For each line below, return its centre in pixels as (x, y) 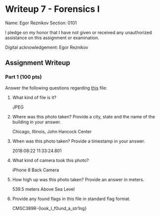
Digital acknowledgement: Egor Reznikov (47, 47)
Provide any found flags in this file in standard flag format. (71, 199)
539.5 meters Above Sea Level (43, 189)
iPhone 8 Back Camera (36, 170)
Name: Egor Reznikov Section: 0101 (41, 23)
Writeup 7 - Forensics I (52, 9)
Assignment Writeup (38, 63)
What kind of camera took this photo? (50, 160)
